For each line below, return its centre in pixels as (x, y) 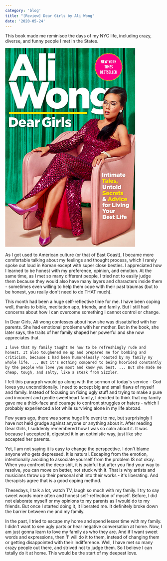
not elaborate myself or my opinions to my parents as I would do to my (78, 501)
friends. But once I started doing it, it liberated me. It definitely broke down (82, 506)
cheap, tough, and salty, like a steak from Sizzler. (62, 373)
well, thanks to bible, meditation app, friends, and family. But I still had (77, 307)
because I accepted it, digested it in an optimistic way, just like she (74, 434)
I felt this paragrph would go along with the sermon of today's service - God (83, 382)
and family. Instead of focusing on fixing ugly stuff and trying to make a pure (83, 392)
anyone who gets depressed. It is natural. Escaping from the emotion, (77, 454)
